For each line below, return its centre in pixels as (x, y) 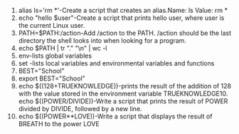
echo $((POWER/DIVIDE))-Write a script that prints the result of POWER (123, 101)
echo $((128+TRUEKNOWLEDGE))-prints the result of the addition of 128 (125, 86)
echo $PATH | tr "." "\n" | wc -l (63, 48)
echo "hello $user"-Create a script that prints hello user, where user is (121, 18)
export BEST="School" (52, 78)
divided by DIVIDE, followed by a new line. (80, 109)
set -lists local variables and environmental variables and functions (116, 63)
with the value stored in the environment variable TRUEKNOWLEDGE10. (123, 93)
